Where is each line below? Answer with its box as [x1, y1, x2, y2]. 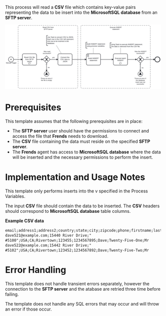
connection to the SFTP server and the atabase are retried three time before [5, 286, 161, 292]
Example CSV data [5, 218, 44, 224]
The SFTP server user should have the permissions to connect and [12, 127, 149, 133]
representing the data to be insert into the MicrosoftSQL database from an [5, 9, 158, 15]
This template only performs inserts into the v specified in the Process [5, 188, 148, 194]
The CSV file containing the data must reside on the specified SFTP [12, 138, 151, 144]
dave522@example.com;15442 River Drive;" [5, 243, 92, 248]
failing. [5, 291, 19, 297]
